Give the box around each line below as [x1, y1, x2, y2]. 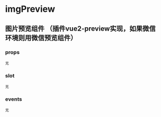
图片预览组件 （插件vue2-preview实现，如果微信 [5, 24, 156, 33]
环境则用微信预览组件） [5, 34, 77, 42]
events [5, 96, 22, 103]
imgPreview [5, 3, 56, 15]
